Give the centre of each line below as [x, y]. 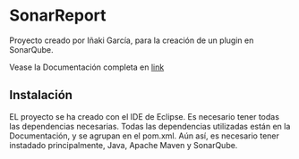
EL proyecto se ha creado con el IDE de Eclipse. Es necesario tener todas [145, 116]
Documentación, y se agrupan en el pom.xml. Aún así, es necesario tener [145, 136]
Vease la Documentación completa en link [87, 67]
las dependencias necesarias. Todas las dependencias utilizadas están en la [150, 126]
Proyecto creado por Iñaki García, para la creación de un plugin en [132, 40]
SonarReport [58, 16]
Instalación [41, 95]
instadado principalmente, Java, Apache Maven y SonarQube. [124, 145]
